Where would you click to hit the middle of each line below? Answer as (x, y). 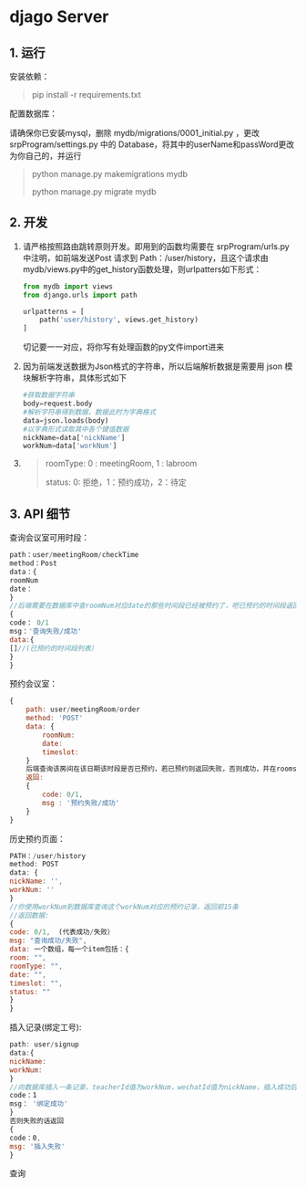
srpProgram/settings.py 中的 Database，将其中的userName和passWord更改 (152, 144)
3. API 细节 (40, 514)
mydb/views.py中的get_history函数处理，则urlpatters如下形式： (142, 269)
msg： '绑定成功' (39, 1104)
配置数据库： (33, 113)
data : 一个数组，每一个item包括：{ (69, 950)
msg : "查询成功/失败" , (48, 941)
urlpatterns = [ (53, 311)
